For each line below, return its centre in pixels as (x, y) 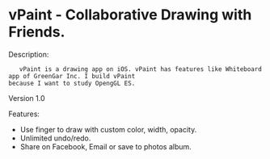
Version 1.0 (27, 98)
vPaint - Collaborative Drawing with (130, 15)
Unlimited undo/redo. (55, 138)
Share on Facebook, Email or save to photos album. (105, 146)
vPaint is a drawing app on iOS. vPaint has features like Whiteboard (141, 69)
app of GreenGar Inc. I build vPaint (72, 76)
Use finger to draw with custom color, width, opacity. (108, 129)
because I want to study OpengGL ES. (72, 83)
